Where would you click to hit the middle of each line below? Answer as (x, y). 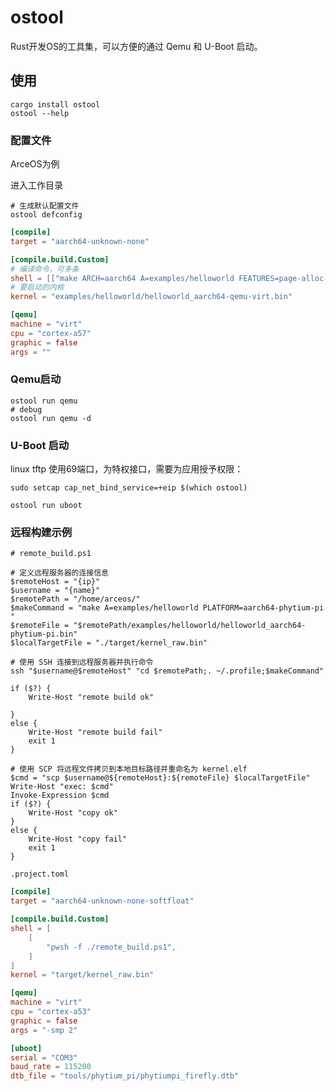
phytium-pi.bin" (44, 634)
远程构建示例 (41, 533)
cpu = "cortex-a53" (51, 1012)
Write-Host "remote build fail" (95, 732)
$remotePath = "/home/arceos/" (75, 599)
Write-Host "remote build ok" (91, 697)
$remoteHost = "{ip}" (55, 582)
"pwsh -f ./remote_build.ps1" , (111, 947)
